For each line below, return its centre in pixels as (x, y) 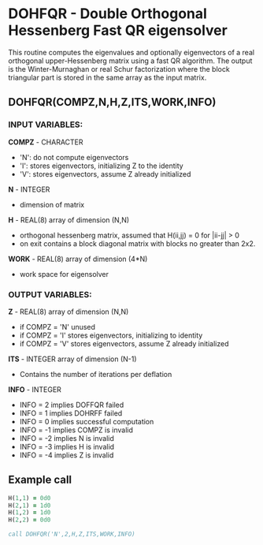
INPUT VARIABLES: (46, 125)
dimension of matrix (52, 204)
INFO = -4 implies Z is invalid (67, 455)
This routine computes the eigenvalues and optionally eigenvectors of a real (131, 52)
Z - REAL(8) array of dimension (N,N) (69, 312)
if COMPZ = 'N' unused (57, 327)
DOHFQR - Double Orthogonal (107, 14)
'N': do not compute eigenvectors (74, 157)
